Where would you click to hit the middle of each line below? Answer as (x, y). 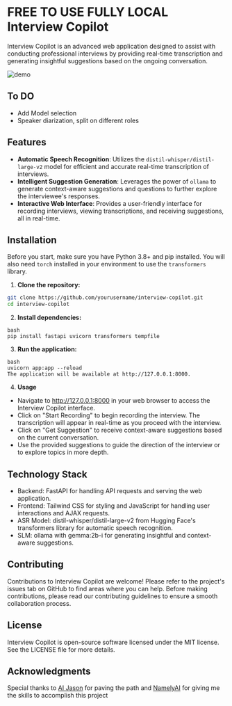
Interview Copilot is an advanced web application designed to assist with (111, 46)
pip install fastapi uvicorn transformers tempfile (83, 337)
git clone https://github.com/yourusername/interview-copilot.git (105, 298)
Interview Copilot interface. (56, 408)
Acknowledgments (49, 671)
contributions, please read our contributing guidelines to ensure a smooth (113, 596)
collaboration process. (39, 603)
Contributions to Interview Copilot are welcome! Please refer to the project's (116, 581)
